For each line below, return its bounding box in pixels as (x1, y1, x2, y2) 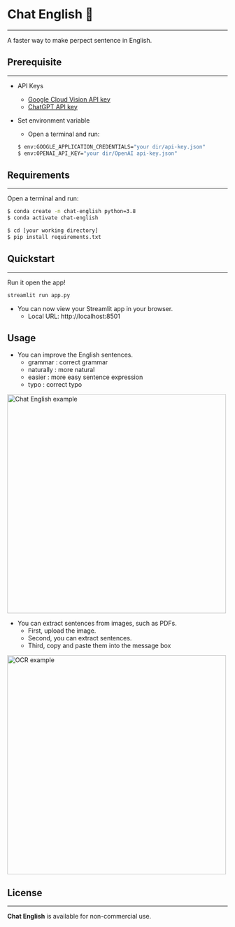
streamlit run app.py (7, 291, 71, 298)
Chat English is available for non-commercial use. (7, 912, 152, 921)
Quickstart (7, 253, 55, 265)
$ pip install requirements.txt (7, 233, 101, 240)
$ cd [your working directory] (7, 227, 99, 234)
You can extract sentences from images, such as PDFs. (17, 619, 177, 628)
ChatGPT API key (27, 102, 78, 111)
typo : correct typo (27, 380, 83, 389)
